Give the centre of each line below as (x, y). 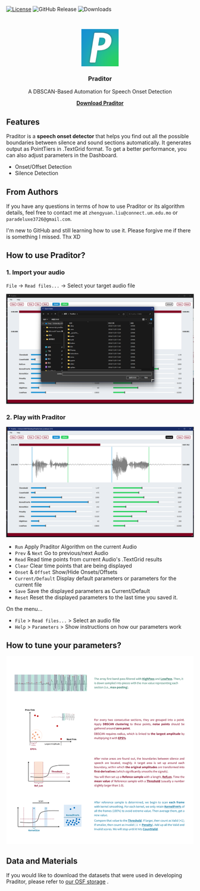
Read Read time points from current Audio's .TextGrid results (88, 559)
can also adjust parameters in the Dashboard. (62, 156)
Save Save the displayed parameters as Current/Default (82, 591)
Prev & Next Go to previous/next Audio (62, 553)
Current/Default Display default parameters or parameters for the (96, 578)
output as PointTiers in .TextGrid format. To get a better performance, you (96, 149)
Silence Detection (36, 173)
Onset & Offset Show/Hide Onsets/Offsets (66, 572)
